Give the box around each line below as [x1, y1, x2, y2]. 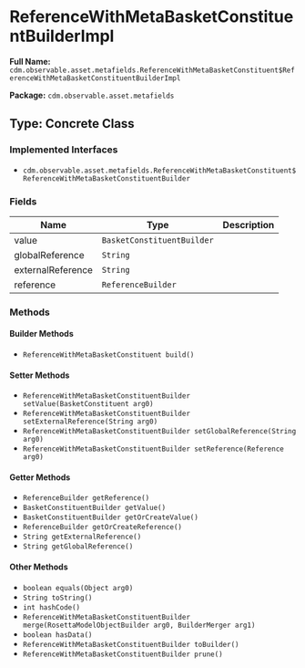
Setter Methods [9, 370, 70, 381]
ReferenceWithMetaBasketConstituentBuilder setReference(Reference [22, 444, 284, 454]
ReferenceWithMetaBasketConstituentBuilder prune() [22, 650, 223, 659]
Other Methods [9, 561, 68, 572]
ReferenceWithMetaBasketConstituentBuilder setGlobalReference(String [22, 427, 297, 436]
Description [222, 218, 275, 231]
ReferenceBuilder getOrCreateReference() [22, 523, 182, 532]
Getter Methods [9, 472, 71, 483]
